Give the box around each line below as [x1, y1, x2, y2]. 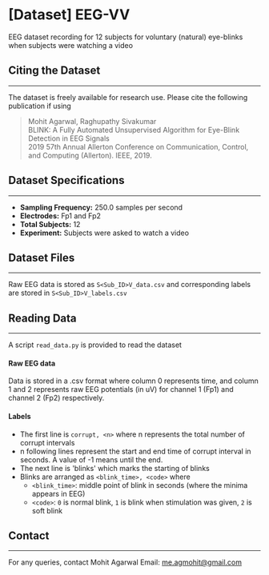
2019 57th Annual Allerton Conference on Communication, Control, [27, 142, 249, 151]
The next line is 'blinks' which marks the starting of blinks [19, 463, 210, 473]
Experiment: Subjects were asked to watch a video [19, 228, 190, 238]
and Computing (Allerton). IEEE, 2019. [27, 150, 152, 160]
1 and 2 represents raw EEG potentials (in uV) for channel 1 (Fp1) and [8, 385, 234, 394]
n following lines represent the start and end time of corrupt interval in [19, 446, 251, 456]
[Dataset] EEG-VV [8, 6, 130, 24]
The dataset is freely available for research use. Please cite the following [8, 92, 248, 102]
